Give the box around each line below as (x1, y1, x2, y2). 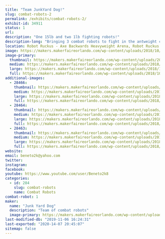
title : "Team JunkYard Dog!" (5, 7, 65, 12)
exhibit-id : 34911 (5, 21, 43, 26)
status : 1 (5, 26, 26, 30)
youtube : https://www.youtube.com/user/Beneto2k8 (5, 171, 109, 177)
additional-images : (5, 76, 45, 80)
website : (5, 149, 23, 154)
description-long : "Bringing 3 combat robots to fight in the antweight (5, 39, 157, 44)
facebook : (5, 167, 26, 172)
